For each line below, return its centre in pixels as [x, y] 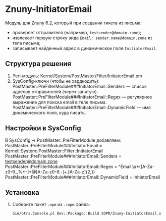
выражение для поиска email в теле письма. [59, 102]
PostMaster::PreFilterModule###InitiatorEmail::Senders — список [80, 86]
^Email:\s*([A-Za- [136, 166]
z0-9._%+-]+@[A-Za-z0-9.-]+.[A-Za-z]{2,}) [50, 171]
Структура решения [38, 64]
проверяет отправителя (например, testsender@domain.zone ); [77, 32]
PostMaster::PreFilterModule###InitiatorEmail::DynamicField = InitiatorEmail [83, 177]
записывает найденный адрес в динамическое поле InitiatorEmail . [84, 48]
